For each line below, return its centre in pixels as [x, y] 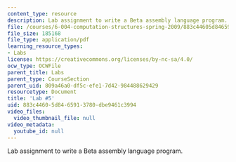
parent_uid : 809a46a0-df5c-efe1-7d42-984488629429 [83, 86]
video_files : [26, 112]
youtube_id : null [39, 131]
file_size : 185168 [34, 33]
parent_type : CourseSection [48, 79]
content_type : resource [42, 14]
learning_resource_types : [45, 46]
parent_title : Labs [36, 72]
